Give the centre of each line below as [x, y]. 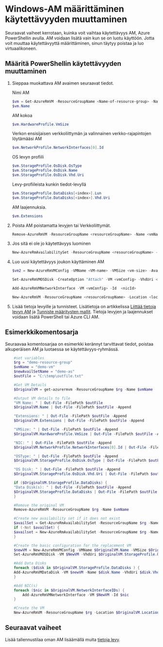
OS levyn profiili [28, 157]
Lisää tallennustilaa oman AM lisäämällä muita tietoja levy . [63, 639]
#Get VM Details [30, 385]
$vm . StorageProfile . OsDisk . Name [45, 171]
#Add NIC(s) [26, 586]
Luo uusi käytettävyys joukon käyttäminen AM [58, 262]
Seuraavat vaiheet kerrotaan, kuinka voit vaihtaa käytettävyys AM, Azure [78, 33]
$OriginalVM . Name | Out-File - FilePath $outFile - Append [73, 407]
